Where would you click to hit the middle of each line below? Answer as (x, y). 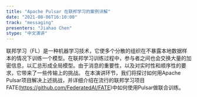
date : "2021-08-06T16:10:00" (42, 17)
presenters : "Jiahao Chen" (39, 28)
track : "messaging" (30, 22)
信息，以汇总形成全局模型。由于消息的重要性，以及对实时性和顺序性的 (96, 66)
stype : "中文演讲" (27, 34)
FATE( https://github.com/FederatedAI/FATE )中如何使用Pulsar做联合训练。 (95, 88)
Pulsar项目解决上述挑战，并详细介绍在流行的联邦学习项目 (76, 81)
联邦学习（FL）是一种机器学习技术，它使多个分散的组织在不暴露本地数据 (94, 51)
